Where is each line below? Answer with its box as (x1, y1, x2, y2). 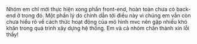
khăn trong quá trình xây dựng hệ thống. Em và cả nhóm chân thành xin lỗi (6, 24, 190, 32)
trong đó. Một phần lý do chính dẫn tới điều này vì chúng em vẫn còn (21, 12, 191, 19)
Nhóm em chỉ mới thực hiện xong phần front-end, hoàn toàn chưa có (6, 6, 175, 12)
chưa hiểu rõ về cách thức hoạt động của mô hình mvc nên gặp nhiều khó (6, 18, 188, 25)
